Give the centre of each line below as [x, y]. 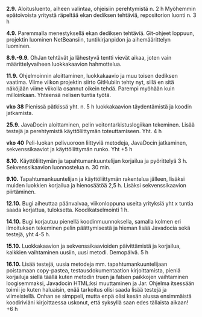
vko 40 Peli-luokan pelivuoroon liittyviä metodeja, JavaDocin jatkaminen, [97, 143]
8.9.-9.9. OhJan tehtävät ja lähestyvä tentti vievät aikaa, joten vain [89, 58]
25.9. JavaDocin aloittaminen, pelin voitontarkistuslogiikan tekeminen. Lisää [100, 125]
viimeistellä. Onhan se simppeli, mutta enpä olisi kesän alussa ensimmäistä [99, 296]
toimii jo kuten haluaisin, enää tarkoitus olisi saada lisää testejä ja [87, 290]
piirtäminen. [21, 192]
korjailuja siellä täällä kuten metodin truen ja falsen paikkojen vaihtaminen [97, 277]
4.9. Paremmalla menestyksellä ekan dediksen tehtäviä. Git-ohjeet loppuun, [100, 33]
